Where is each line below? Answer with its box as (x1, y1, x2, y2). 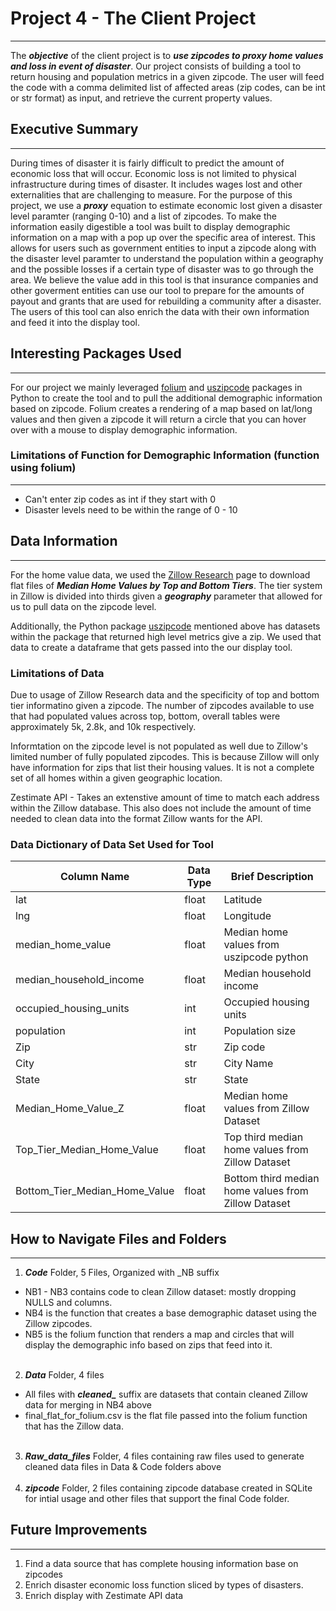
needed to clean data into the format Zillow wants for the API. (10, 812, 263, 824)
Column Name (59, 870, 130, 884)
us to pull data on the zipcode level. (10, 600, 157, 612)
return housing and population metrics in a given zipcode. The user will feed (10, 70, 325, 82)
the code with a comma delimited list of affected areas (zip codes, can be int (10, 81, 326, 93)
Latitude (223, 893, 263, 907)
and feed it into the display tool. (10, 316, 140, 328)
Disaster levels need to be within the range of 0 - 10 (24, 503, 238, 516)
